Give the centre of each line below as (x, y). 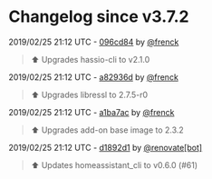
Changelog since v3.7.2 (99, 17)
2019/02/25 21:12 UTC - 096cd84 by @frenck (94, 42)
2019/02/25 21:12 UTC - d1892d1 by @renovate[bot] (106, 147)
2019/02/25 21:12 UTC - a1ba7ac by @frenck (92, 112)
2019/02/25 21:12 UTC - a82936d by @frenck (93, 77)
